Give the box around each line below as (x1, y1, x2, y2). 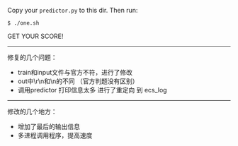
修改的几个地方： (7, 107, 57, 116)
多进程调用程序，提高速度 (17, 131, 93, 140)
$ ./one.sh (7, 20, 40, 27)
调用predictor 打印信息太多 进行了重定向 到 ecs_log (17, 86, 168, 94)
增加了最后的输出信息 (17, 123, 80, 130)
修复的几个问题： (7, 53, 57, 61)
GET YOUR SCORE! (7, 32, 64, 40)
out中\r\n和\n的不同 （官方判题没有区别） (17, 77, 139, 85)
